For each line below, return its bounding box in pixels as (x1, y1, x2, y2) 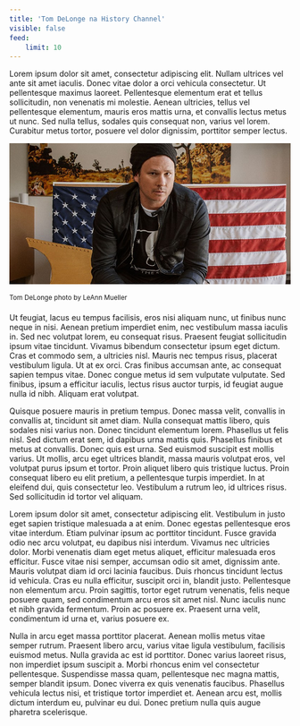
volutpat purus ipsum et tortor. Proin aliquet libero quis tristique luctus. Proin (9, 462, 290, 474)
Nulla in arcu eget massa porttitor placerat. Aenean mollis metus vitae (9, 630, 266, 641)
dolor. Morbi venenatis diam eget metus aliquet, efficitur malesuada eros (9, 546, 276, 557)
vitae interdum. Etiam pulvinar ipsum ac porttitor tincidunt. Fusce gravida (9, 527, 277, 538)
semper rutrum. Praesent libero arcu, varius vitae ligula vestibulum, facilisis (9, 640, 286, 651)
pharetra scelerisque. (9, 706, 87, 717)
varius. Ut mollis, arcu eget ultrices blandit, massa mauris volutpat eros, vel (9, 453, 286, 464)
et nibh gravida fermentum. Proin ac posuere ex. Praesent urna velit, (9, 603, 261, 614)
